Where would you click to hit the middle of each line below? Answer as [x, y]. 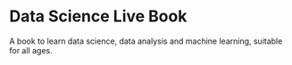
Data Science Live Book [98, 16]
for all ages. [31, 50]
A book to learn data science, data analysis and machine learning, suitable [146, 41]
